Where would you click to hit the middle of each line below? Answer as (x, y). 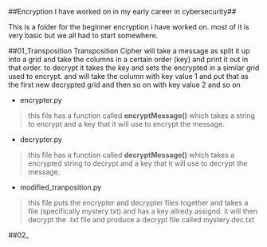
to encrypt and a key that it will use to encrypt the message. (126, 124)
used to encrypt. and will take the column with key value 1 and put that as (128, 76)
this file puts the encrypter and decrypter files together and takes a (138, 203)
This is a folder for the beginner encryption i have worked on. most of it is (129, 27)
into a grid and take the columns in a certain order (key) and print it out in (128, 59)
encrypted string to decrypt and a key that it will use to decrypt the (137, 163)
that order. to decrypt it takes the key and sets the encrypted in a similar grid (134, 68)
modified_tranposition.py (61, 187)
